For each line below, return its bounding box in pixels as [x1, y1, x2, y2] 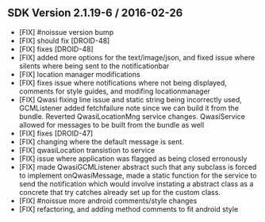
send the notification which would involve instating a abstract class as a [18, 178, 254, 189]
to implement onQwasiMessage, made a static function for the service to [18, 170, 257, 180]
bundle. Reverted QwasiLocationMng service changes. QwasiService [18, 111, 246, 121]
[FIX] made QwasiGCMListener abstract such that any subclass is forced [18, 162, 257, 171]
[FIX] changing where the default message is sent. [18, 136, 184, 146]
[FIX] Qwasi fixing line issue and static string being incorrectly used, [18, 94, 243, 104]
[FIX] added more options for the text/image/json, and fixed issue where [18, 52, 255, 62]
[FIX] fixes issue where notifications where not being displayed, [18, 78, 228, 87]
